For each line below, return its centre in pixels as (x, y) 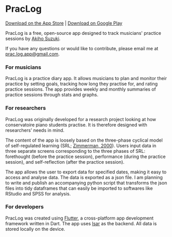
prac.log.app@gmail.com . (33, 54)
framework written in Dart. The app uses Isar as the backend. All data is (81, 223)
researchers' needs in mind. (35, 130)
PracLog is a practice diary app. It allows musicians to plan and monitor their (86, 78)
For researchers (26, 108)
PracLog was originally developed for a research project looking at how (81, 119)
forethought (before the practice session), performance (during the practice (85, 156)
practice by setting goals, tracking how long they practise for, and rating (82, 84)
